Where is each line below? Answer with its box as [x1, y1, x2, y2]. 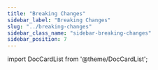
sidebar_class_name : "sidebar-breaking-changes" [7, 29, 152, 37]
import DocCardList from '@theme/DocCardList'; [7, 55, 148, 63]
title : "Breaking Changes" [7, 10, 86, 17]
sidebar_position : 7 [7, 36, 68, 43]
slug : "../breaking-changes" [7, 23, 92, 30]
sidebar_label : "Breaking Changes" [7, 17, 111, 24]
